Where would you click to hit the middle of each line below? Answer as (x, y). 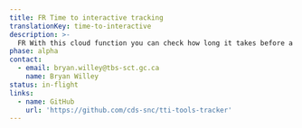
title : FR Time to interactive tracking (87, 18)
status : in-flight (44, 85)
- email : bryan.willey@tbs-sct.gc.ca (89, 69)
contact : (26, 59)
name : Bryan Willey (62, 77)
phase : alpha (34, 51)
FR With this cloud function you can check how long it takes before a (156, 43)
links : (22, 93)
